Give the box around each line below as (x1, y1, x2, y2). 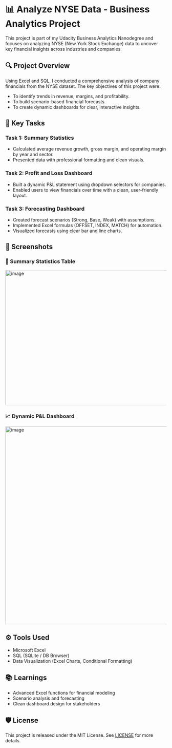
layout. (12, 192, 27, 198)
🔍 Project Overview (5, 62, 70, 70)
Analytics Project (5, 18, 80, 30)
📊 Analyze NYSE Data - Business (5, 4, 150, 15)
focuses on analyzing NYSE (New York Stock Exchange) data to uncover (5, 40, 159, 46)
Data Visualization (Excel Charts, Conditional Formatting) (12, 658, 133, 664)
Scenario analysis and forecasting (12, 695, 84, 701)
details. (5, 738, 21, 744)
